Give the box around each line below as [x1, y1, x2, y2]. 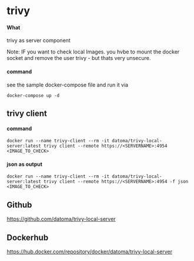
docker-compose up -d [6, 92, 60, 98]
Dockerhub [6, 232, 49, 242]
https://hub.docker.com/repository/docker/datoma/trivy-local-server [6, 248, 173, 255]
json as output [6, 160, 43, 168]
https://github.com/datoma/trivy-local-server [6, 216, 116, 223]
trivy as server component [6, 37, 71, 44]
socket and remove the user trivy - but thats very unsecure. [6, 55, 151, 62]
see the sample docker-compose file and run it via [6, 81, 129, 88]
